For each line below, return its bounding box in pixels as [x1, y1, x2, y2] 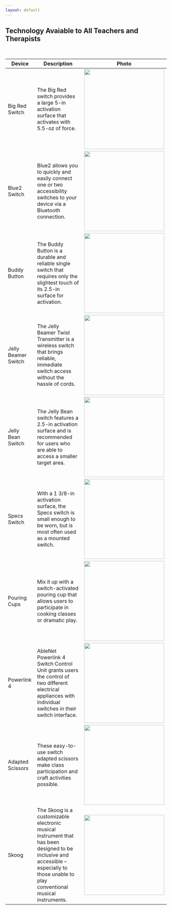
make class [37, 761, 64, 769]
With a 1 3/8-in [37, 490, 75, 497]
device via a [37, 200, 66, 208]
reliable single [37, 260, 71, 267]
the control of [37, 673, 70, 680]
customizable [37, 813, 70, 820]
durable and [37, 254, 66, 261]
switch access [37, 367, 72, 375]
